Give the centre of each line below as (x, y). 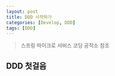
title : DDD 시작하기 (29, 17)
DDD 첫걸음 (26, 66)
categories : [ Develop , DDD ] (41, 22)
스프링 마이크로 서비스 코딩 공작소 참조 (65, 45)
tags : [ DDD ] (21, 28)
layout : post (22, 11)
